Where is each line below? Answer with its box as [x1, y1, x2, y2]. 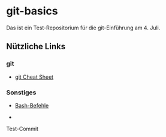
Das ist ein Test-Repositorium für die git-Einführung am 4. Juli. [6, 24, 161, 31]
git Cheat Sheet [14, 73, 54, 81]
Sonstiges [6, 88, 37, 97]
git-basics [6, 4, 58, 18]
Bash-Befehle [14, 102, 49, 109]
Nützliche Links [6, 41, 66, 52]
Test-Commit [6, 125, 39, 132]
